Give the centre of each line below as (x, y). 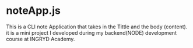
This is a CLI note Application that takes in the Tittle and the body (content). (97, 27)
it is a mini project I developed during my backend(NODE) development (91, 32)
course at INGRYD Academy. (41, 39)
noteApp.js (34, 11)
